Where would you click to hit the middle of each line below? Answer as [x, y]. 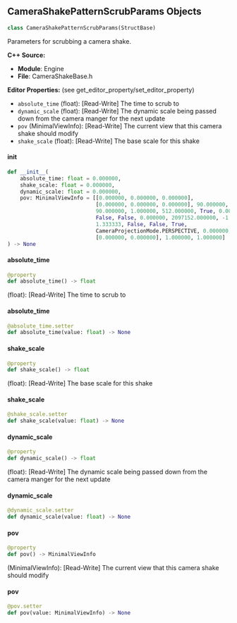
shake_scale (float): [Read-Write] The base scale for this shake [108, 141]
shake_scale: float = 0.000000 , [67, 185]
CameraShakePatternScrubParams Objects [104, 12]
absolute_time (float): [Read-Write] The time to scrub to [98, 103]
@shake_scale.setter [38, 414]
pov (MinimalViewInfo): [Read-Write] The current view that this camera [120, 125]
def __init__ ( [28, 172]
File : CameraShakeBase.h [55, 76]
